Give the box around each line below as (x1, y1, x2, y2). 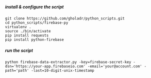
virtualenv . (5, 24, 32, 29)
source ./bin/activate (5, 29, 51, 33)
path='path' (5, 68, 29, 73)
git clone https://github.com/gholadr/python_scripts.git (5, 16, 125, 21)
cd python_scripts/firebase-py (5, 20, 68, 25)
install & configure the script (5, 4, 64, 10)
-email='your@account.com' (87, 63, 142, 69)
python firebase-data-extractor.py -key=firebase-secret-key (5, 60, 132, 64)
